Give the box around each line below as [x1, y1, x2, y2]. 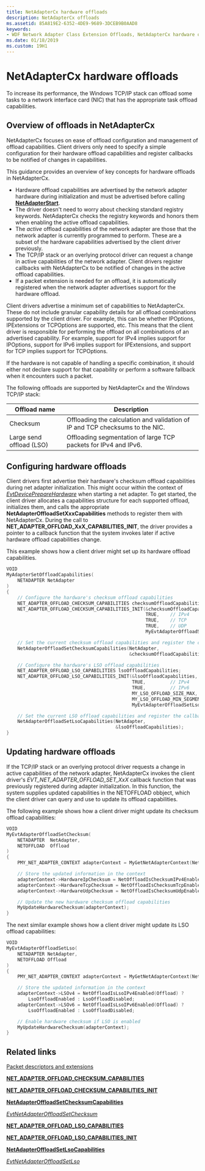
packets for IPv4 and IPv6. [66, 441, 142, 449]
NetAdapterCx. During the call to [6, 516, 88, 524]
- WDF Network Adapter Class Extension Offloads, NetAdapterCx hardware [6, 32, 195, 38]
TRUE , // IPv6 [132, 685, 190, 691]
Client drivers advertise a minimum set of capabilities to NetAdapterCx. [6, 302, 185, 309]
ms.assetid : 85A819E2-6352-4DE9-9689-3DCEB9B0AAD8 [6, 20, 138, 26]
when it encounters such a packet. [6, 372, 93, 380]
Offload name [15, 405, 56, 413]
